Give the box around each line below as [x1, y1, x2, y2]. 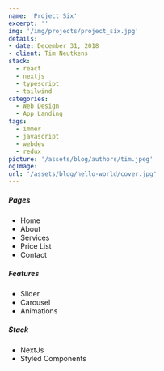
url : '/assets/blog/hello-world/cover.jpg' [8, 170, 158, 178]
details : [8, 34, 38, 43]
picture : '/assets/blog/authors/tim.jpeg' [8, 155, 153, 163]
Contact [19, 249, 47, 259]
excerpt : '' [8, 19, 48, 28]
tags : [8, 117, 27, 126]
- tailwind [15, 87, 53, 96]
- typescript [15, 79, 60, 87]
